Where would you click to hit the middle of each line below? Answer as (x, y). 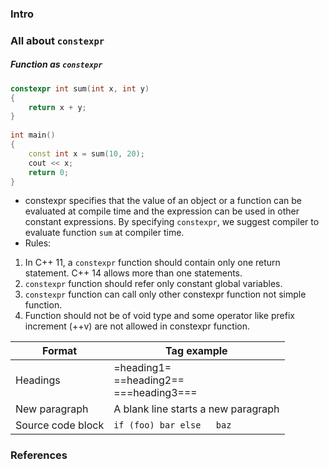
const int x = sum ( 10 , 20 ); (86, 153)
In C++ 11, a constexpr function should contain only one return (152, 263)
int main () (33, 135)
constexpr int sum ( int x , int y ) (80, 88)
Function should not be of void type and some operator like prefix (159, 316)
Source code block (60, 425)
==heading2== (149, 380)
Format (60, 351)
